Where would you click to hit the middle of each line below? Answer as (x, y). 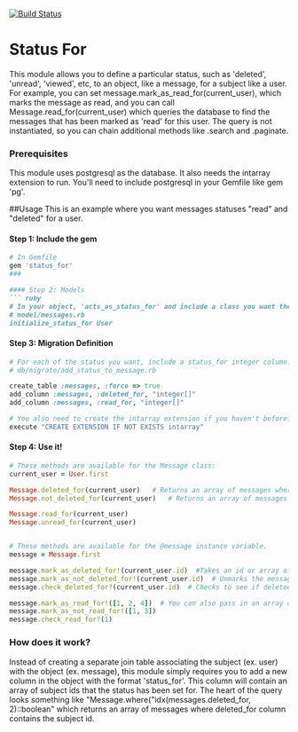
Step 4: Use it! (36, 447)
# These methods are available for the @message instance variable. (138, 547)
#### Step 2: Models (47, 290)
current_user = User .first (59, 474)
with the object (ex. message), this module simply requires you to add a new (149, 671)
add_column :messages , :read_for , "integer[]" (97, 403)
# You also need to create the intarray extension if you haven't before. (150, 419)
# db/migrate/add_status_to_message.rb (83, 370)
